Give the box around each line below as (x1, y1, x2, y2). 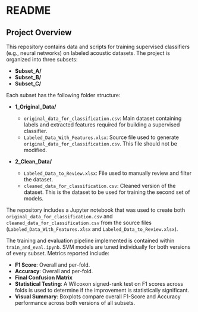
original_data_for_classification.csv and (6, 213, 113, 220)
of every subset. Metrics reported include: (6, 250, 110, 257)
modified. (23, 147, 48, 153)
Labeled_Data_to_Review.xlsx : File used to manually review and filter (23, 169, 192, 177)
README (6, 4, 51, 17)
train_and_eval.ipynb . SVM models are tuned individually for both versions (6, 243, 191, 251)
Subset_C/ (14, 80, 42, 87)
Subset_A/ (14, 67, 42, 75)
